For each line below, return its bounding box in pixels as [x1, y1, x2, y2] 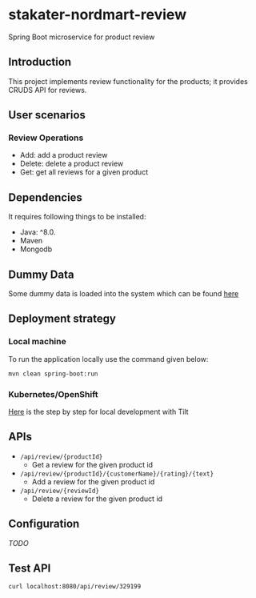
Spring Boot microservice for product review [8, 32, 155, 42]
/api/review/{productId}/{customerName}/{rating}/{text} [19, 470, 214, 478]
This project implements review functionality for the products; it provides [8, 76, 248, 86]
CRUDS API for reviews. [8, 85, 87, 94]
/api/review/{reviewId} [19, 487, 100, 495]
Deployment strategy [8, 312, 116, 326]
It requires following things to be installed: [8, 212, 146, 222]
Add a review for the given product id [31, 476, 155, 486]
